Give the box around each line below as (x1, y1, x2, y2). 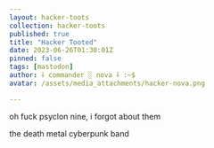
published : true (9, 29, 70, 38)
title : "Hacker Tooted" (9, 37, 98, 47)
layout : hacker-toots (9, 12, 90, 22)
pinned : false (9, 54, 62, 63)
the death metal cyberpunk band (9, 128, 129, 138)
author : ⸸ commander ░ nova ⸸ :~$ (9, 71, 136, 80)
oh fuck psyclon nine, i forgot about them (9, 111, 161, 121)
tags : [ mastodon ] (9, 63, 74, 72)
